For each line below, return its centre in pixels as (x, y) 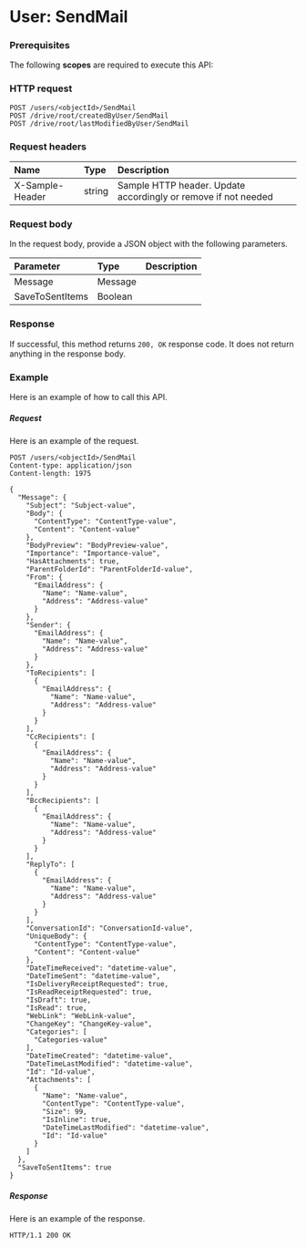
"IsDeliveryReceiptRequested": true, (97, 984)
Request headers (48, 146)
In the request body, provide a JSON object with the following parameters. (149, 244)
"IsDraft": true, (59, 1000)
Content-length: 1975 (51, 473)
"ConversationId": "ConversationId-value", (110, 928)
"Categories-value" (70, 1040)
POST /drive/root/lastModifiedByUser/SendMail (99, 124)
